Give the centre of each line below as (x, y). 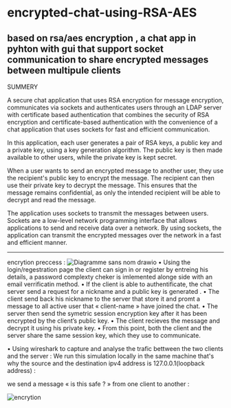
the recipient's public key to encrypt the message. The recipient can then (111, 178)
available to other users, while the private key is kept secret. (92, 157)
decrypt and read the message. (52, 200)
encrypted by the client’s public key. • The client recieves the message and (113, 321)
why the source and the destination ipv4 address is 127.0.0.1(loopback (106, 363)
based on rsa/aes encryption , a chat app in (102, 38)
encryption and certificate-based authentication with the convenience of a (112, 122)
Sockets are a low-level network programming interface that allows (102, 221)
